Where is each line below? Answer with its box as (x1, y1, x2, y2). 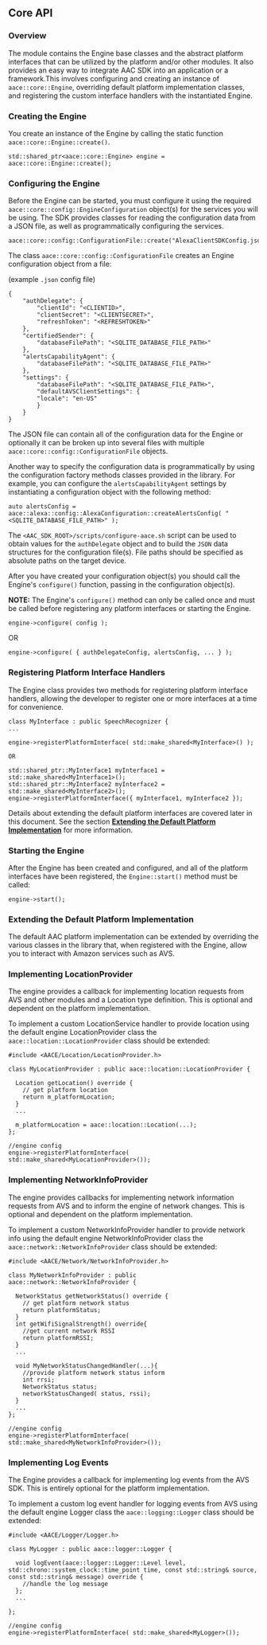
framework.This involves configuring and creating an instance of (8, 73, 220, 83)
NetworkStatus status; (22, 1382, 98, 1391)
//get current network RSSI (22, 1326, 115, 1335)
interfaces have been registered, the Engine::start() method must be (8, 871, 238, 881)
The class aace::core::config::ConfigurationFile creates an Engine (8, 251, 234, 260)
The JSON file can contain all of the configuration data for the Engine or (8, 429, 244, 439)
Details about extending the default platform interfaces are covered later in (8, 808, 253, 817)
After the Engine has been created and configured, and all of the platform (8, 863, 249, 872)
